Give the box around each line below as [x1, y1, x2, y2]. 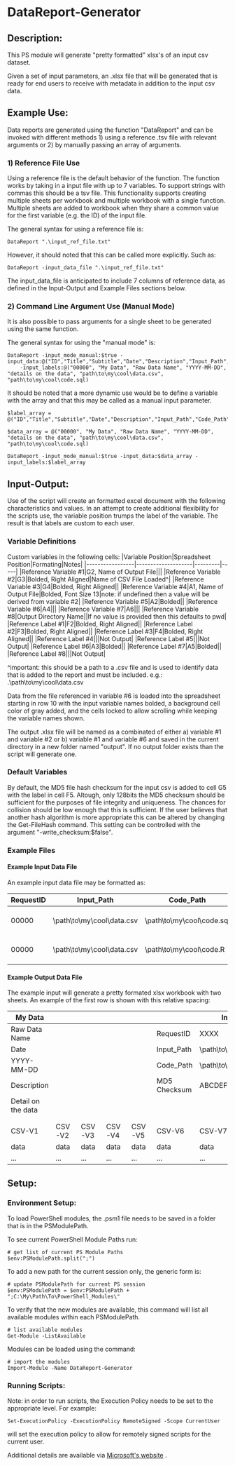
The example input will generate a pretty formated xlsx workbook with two [7, 988, 222, 997]
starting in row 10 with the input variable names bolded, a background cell [7, 699, 220, 707]
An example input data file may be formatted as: [7, 878, 145, 887]
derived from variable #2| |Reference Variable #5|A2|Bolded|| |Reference [7, 597, 218, 605]
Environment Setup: [7, 1198, 77, 1208]
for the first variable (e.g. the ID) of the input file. [7, 211, 147, 220]
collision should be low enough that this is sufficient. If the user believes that [7, 805, 228, 814]
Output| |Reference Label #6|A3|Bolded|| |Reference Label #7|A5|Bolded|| [7, 642, 222, 650]
